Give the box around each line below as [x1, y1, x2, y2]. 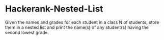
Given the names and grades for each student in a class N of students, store [5, 19, 160, 25]
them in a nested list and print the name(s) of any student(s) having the [5, 24, 149, 30]
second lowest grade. [5, 29, 49, 35]
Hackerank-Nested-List [5, 3, 103, 14]
